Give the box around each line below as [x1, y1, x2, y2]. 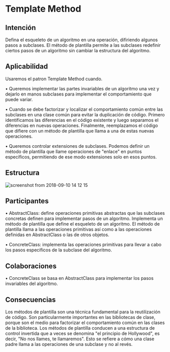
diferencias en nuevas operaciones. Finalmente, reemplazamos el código [5, 122, 158, 129]
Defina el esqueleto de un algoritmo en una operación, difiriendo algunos [5, 37, 158, 43]
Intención [5, 23, 37, 32]
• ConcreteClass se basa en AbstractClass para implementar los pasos [5, 275, 154, 281]
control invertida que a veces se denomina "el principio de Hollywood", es [5, 331, 160, 337]
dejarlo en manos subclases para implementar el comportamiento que [5, 91, 152, 97]
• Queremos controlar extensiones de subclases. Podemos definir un [5, 143, 150, 149]
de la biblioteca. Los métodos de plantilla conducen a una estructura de [5, 325, 155, 331]
